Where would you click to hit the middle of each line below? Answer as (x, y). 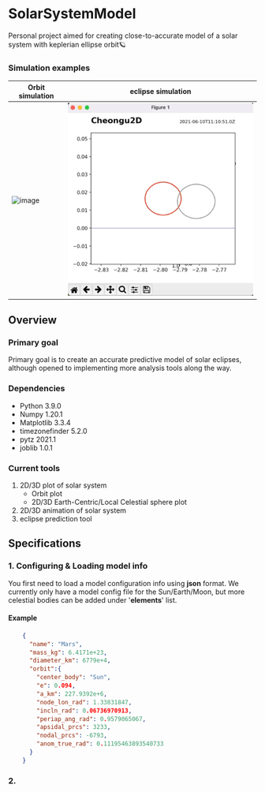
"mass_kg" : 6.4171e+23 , (68, 652)
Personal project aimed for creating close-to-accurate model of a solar (123, 35)
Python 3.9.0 (40, 405)
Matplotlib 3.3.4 (45, 422)
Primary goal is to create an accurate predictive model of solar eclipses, (125, 360)
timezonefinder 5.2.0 (54, 431)
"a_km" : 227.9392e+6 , (72, 694)
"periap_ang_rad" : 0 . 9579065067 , (91, 719)
